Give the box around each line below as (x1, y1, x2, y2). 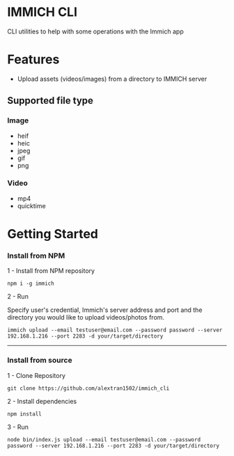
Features (7, 52, 60, 68)
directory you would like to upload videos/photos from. (7, 313, 165, 322)
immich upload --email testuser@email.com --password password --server (7, 327, 223, 334)
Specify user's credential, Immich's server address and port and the (7, 306, 203, 314)
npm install (7, 410, 42, 418)
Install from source (7, 356, 72, 365)
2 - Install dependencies (7, 397, 77, 405)
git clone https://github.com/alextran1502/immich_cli (7, 384, 170, 392)
